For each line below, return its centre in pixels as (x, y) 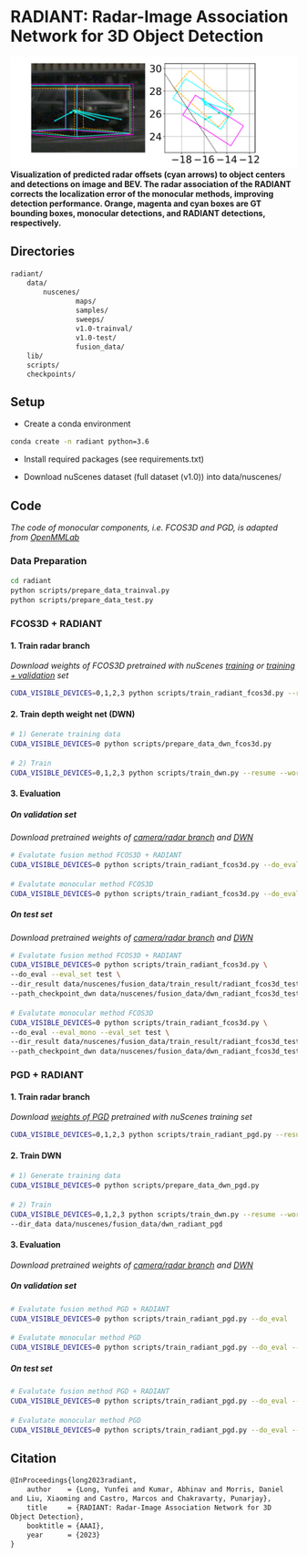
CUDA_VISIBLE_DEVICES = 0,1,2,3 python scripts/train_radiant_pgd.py (141, 1135)
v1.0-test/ (96, 338)
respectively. (36, 223)
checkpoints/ (51, 374)
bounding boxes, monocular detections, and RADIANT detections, (138, 213)
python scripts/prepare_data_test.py (82, 601)
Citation (34, 1458)
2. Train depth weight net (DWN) (73, 714)
